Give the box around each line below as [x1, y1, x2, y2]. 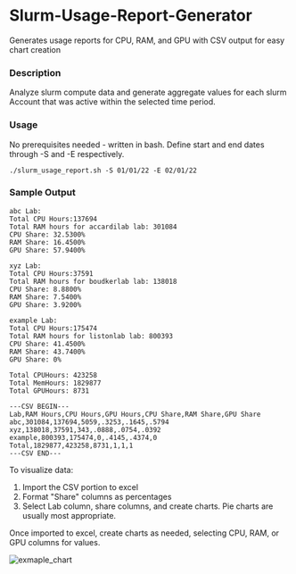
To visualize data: [9, 464, 74, 475]
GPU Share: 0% [9, 354, 62, 364]
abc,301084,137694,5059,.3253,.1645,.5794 [9, 417, 169, 427]
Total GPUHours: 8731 [9, 386, 90, 395]
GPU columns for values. [9, 537, 101, 547]
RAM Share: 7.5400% [9, 292, 82, 302]
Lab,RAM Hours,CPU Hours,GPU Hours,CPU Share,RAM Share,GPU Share [9, 410, 261, 419]
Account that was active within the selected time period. [9, 96, 216, 107]
